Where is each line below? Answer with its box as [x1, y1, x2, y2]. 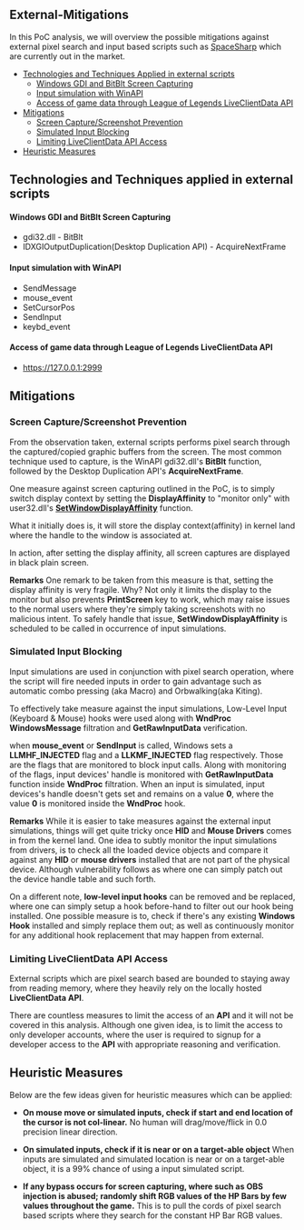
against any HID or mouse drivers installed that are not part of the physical [9, 854, 290, 865]
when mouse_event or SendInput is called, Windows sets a [9, 740, 233, 751]
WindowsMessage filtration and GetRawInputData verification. [9, 722, 248, 733]
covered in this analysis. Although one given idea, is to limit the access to [9, 1020, 283, 1031]
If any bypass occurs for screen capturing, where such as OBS [22, 1181, 263, 1192]
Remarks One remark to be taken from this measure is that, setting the [9, 575, 274, 585]
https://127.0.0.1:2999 [22, 362, 103, 373]
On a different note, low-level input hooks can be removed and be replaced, [9, 891, 296, 902]
